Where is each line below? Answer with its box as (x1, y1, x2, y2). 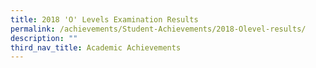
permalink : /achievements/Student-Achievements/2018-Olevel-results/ (10, 24, 307, 34)
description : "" (10, 33, 78, 43)
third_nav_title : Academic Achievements (10, 42, 182, 53)
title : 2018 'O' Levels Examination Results (10, 14, 199, 25)
